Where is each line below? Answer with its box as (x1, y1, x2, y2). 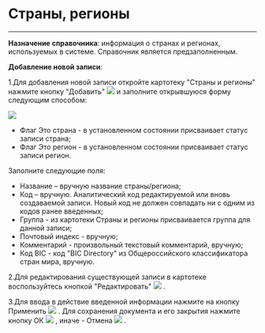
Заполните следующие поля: (8, 165, 106, 175)
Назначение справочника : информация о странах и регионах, (8, 38, 221, 47)
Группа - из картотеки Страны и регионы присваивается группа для (19, 214, 251, 224)
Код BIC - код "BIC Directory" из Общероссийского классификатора (19, 248, 248, 258)
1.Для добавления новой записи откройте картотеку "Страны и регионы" (8, 77, 256, 87)
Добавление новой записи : (8, 62, 103, 71)
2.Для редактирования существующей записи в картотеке (8, 272, 207, 282)
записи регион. (19, 150, 72, 160)
